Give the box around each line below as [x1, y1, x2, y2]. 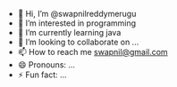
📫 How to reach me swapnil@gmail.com [17, 47, 168, 57]
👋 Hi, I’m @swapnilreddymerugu [17, 9, 137, 19]
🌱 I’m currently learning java [17, 28, 122, 37]
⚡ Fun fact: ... [17, 69, 67, 80]
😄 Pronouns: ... [17, 59, 76, 70]
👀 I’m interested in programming [17, 18, 137, 28]
